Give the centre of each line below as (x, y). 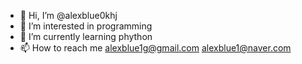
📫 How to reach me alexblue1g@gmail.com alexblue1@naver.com (155, 48)
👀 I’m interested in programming (86, 26)
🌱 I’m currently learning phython (86, 36)
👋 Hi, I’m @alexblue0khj (68, 15)
